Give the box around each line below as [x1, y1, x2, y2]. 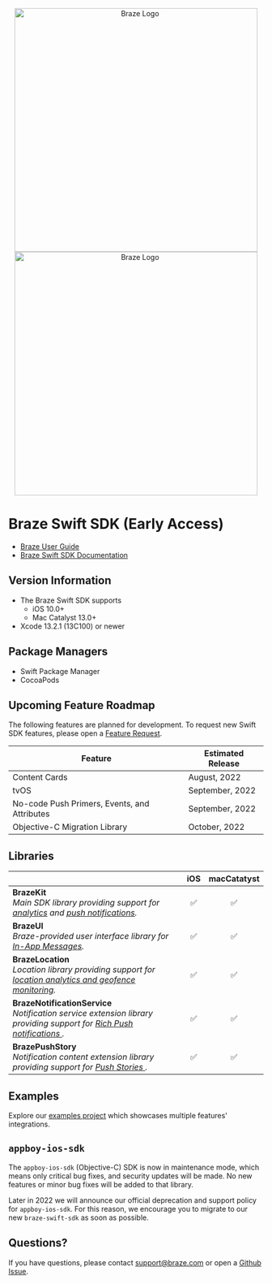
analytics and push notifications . [12, 907, 138, 919]
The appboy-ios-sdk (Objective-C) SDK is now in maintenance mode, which [8, 1162, 260, 1172]
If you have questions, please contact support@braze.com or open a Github [8, 1257, 261, 1267]
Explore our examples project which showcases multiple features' [8, 1111, 228, 1120]
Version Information [8, 573, 112, 588]
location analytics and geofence [12, 975, 136, 986]
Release [207, 758, 240, 769]
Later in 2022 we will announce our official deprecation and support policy [8, 1195, 257, 1205]
